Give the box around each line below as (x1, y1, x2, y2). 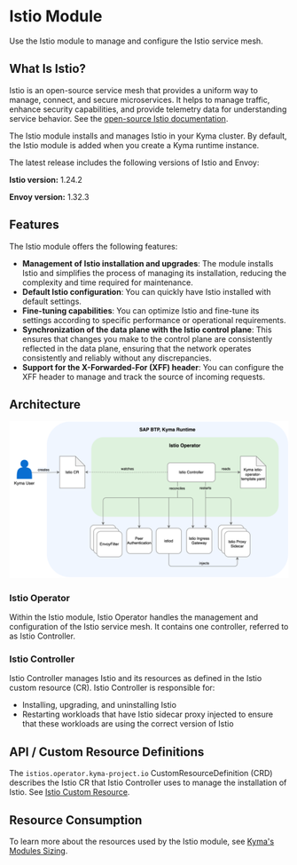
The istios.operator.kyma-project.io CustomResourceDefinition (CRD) (9, 768, 273, 779)
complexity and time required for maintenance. (21, 277, 193, 288)
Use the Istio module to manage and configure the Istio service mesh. (9, 36, 263, 46)
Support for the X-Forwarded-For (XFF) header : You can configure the (21, 361, 284, 372)
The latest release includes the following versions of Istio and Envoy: (9, 157, 260, 168)
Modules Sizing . (9, 845, 68, 856)
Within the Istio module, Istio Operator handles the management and (9, 612, 259, 623)
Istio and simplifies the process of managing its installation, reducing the (21, 267, 286, 278)
